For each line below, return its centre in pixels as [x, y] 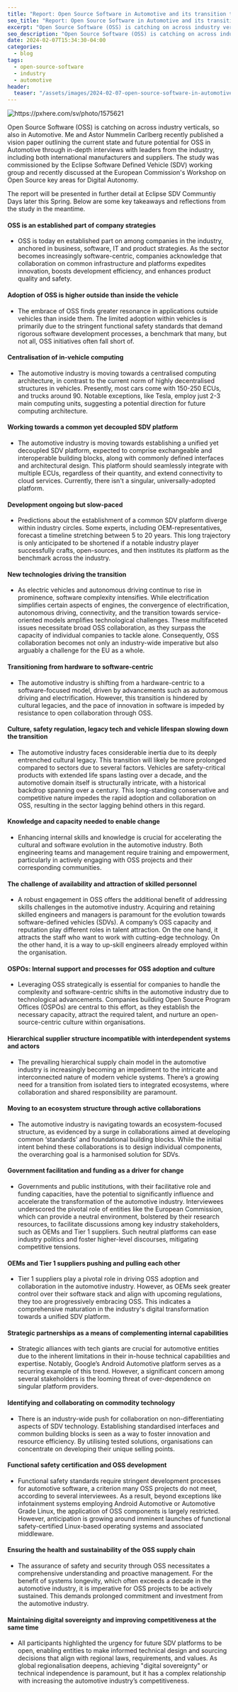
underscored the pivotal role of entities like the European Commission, [120, 1209]
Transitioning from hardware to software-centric [80, 667]
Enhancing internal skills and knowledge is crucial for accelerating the [119, 837]
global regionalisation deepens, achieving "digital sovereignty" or [113, 1666]
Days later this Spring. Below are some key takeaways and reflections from [117, 201]
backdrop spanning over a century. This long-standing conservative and [123, 790]
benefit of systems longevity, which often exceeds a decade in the [114, 1580]
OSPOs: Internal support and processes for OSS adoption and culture [111, 969]
